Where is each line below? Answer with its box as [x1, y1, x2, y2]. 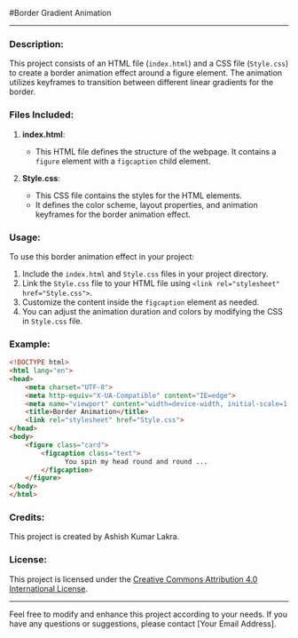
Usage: [9, 231, 42, 243]
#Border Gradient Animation [9, 8, 112, 18]
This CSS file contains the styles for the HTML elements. [35, 190, 242, 201]
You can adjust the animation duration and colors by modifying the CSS [21, 306, 284, 316]
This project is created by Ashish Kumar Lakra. [9, 531, 180, 542]
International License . [9, 583, 89, 594]
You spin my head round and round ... [65, 457, 208, 466]
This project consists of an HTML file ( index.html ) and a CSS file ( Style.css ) [9, 58, 289, 69]
